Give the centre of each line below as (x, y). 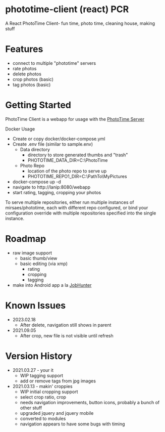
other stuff (31, 408)
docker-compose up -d (37, 182)
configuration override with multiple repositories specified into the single (81, 213)
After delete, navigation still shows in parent (66, 325)
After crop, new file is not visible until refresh (67, 335)
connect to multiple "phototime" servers (54, 63)
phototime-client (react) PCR (67, 9)
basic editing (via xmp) (44, 264)
